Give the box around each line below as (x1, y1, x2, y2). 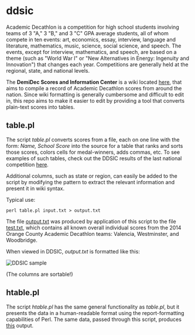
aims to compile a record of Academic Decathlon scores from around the (6, 84, 182, 92)
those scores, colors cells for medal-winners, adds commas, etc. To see (6, 148, 180, 155)
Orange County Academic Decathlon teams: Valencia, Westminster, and (6, 230, 180, 237)
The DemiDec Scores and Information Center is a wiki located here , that (6, 78, 182, 86)
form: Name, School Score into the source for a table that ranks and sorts (6, 142, 183, 149)
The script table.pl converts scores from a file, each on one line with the (6, 136, 180, 143)
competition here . (6, 161, 49, 168)
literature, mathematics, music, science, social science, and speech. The (6, 42, 182, 49)
